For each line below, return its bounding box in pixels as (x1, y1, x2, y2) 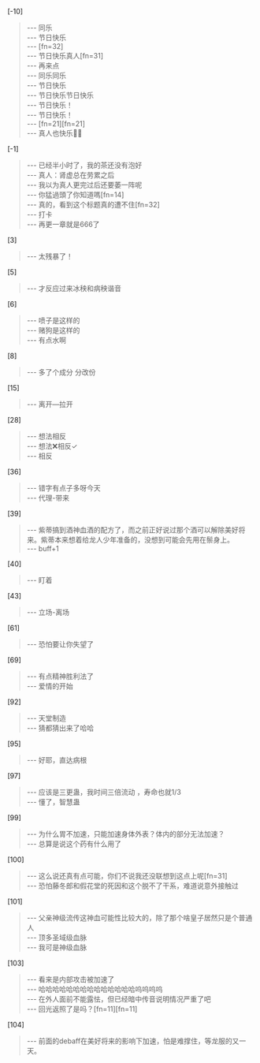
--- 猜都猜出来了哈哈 (26, 723, 95, 733)
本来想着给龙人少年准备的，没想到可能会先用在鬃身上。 (54, 535, 234, 544)
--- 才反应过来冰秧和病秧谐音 (26, 284, 122, 293)
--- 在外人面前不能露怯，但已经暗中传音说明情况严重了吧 (26, 994, 212, 1004)
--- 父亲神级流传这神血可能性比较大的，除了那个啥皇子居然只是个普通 (26, 913, 253, 922)
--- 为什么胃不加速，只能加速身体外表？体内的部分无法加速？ (26, 830, 225, 838)
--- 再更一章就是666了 (26, 220, 100, 229)
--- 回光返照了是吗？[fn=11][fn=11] (26, 1005, 138, 1013)
